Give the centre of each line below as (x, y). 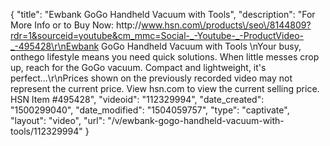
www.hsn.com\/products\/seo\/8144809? (226, 25)
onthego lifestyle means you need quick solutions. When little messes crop (165, 57)
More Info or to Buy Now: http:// (76, 25)
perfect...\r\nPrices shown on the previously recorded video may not (151, 78)
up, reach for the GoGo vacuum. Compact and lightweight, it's (138, 67)
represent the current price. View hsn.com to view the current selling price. (165, 88)
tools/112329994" (46, 131)
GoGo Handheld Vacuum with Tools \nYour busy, (201, 46)
